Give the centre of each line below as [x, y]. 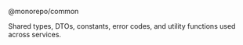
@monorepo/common [44, 11]
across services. [34, 35]
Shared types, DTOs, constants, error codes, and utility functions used [122, 26]
